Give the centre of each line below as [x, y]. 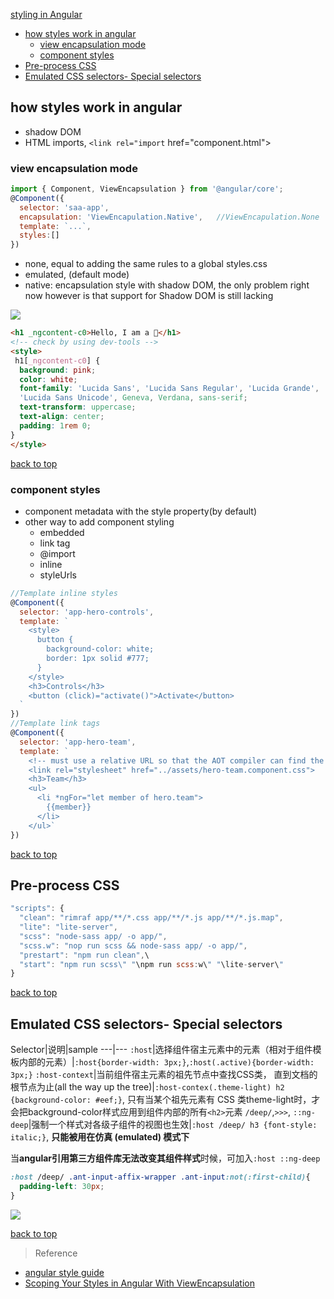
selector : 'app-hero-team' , [78, 742]
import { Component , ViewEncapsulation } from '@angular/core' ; [147, 189]
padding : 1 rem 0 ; [55, 425]
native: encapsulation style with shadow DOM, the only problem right [167, 285]
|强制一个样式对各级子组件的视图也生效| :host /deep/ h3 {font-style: [173, 1125]
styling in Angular [46, 14]
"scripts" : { [37, 909]
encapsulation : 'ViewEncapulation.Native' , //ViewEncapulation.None [169, 217]
